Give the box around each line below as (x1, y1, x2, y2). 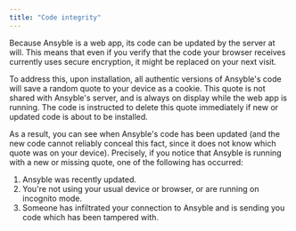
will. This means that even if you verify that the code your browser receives (9, 46, 286, 58)
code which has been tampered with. (21, 211, 159, 222)
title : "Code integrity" (9, 12, 102, 22)
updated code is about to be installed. (9, 111, 149, 122)
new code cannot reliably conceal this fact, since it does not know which (9, 138, 276, 148)
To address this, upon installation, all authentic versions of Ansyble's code (9, 73, 283, 84)
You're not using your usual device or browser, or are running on (21, 183, 259, 194)
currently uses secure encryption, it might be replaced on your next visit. (9, 56, 276, 67)
